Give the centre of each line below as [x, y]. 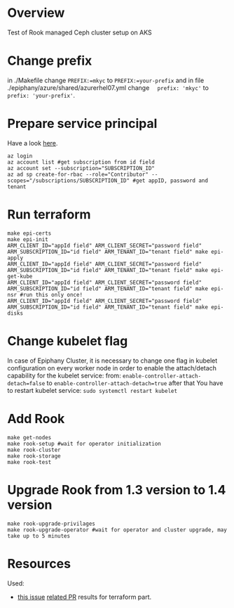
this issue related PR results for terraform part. [84, 597]
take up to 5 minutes [39, 536]
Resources [39, 563]
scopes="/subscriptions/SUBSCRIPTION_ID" [69, 181]
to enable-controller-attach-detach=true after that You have [135, 383]
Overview [36, 13]
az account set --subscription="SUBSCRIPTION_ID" [81, 168]
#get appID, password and [171, 181]
